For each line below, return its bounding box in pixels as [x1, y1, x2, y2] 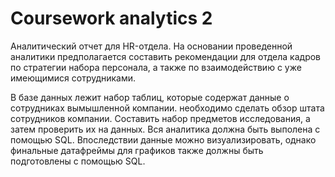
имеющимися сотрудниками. [10, 72, 137, 84]
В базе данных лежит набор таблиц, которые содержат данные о [10, 91, 290, 103]
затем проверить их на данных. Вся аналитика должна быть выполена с [10, 123, 321, 135]
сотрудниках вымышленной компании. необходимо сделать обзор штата [10, 102, 325, 114]
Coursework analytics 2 [10, 7, 213, 30]
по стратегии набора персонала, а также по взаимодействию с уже [10, 61, 302, 73]
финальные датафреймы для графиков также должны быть [10, 144, 264, 156]
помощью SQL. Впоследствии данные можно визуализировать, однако [10, 133, 317, 146]
